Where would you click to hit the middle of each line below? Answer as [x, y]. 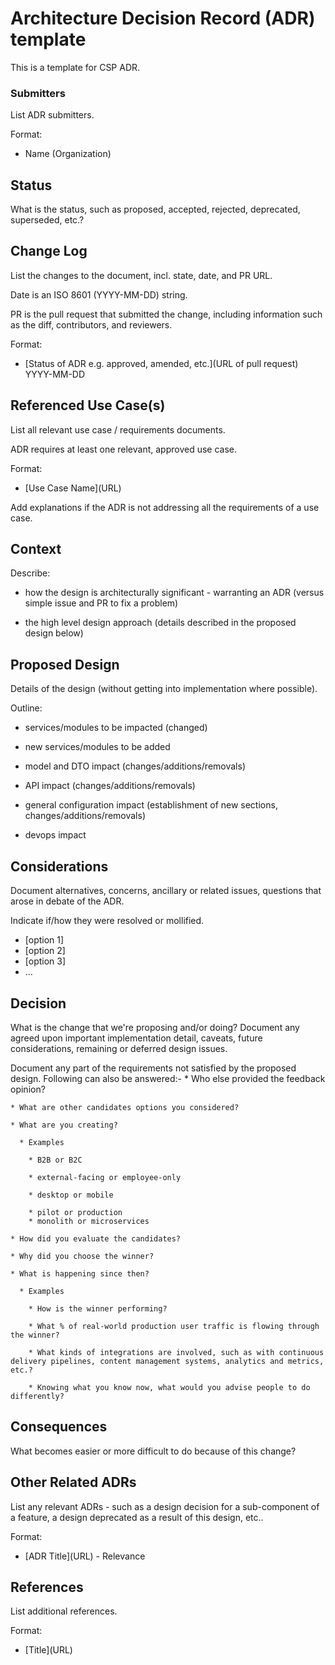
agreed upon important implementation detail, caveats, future [136, 1038]
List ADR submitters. [52, 115]
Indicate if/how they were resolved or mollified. [107, 921]
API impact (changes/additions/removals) [110, 786]
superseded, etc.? [47, 220]
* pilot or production [75, 1212]
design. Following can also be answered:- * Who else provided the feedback [168, 1078]
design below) [54, 633]
